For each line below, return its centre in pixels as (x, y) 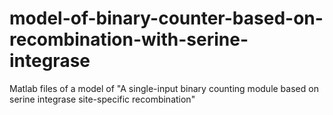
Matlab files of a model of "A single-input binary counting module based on (164, 88)
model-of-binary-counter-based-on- (166, 18)
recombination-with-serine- (129, 39)
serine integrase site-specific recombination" (102, 99)
